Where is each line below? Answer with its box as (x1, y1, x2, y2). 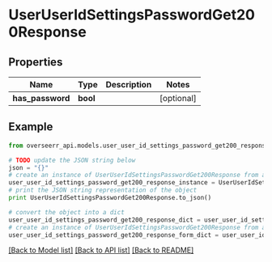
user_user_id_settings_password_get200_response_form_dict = (8, 230, 219, 239)
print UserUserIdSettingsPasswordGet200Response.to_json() (8, 194, 212, 202)
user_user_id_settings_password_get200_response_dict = (8, 216, 201, 224)
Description (105, 79, 152, 90)
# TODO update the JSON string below (8, 156, 136, 164)
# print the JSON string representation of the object (8, 186, 198, 195)
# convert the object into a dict (8, 208, 125, 216)
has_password (12, 93, 70, 104)
